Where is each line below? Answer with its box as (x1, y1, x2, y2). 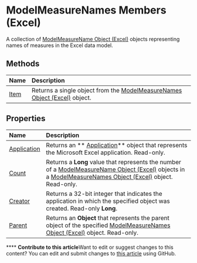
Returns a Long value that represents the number (46, 158, 182, 166)
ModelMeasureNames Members (6, 4, 167, 17)
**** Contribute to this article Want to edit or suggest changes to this (6, 244, 174, 251)
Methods (6, 59, 40, 69)
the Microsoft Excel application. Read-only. (46, 148, 165, 157)
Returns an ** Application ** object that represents (46, 141, 188, 149)
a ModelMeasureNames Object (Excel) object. (46, 172, 173, 181)
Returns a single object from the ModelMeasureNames (31, 86, 182, 94)
